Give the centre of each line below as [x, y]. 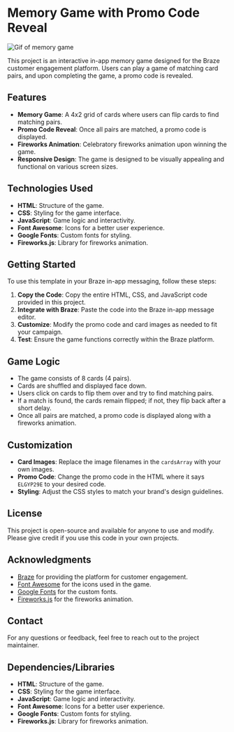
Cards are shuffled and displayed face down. [82, 386]
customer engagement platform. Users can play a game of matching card [113, 68]
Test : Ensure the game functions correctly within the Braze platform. [116, 339]
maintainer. [23, 645]
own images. [36, 469]
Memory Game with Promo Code [104, 13]
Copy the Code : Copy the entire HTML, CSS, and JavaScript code [112, 295]
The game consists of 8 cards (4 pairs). [74, 379]
